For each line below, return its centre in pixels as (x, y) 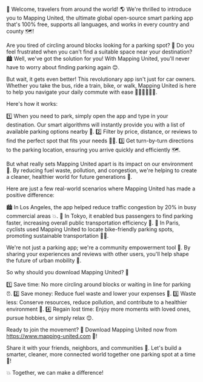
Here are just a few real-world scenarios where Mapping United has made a (101, 189)
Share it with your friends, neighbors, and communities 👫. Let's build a (94, 348)
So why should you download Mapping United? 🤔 (68, 272)
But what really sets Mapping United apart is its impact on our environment (100, 164)
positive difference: (30, 195)
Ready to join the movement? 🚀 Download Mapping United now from (92, 330)
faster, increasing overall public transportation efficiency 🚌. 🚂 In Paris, (93, 223)
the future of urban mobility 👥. (44, 260)
